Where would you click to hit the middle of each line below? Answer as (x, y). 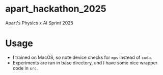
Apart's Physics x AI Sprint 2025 (39, 23)
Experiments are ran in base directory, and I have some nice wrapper (85, 63)
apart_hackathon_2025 (56, 9)
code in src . (25, 68)
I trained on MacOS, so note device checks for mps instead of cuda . (82, 57)
